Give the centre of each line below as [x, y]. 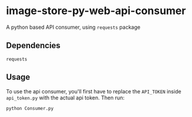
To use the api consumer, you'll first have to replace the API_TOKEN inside [94, 91]
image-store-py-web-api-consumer [96, 11]
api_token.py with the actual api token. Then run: [65, 98]
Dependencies [33, 46]
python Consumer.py [30, 108]
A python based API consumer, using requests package [73, 27]
